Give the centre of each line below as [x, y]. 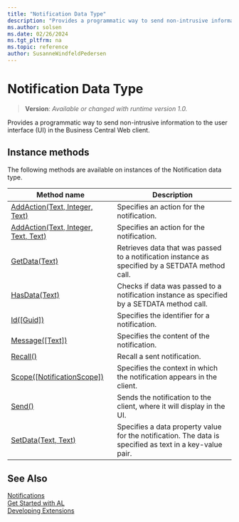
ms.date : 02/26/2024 [38, 34]
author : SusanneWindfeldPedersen [57, 54]
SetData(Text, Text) [43, 440]
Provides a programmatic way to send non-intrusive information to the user [117, 122]
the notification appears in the [167, 377]
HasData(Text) [35, 295]
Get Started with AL [36, 503]
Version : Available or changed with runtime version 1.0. [106, 108]
